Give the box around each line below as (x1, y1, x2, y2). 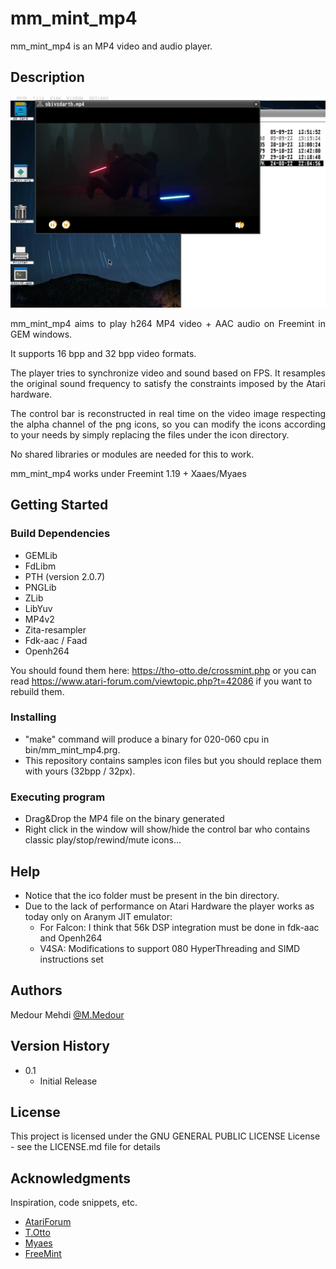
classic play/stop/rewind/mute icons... (24, 834, 182, 846)
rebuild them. (10, 685, 65, 697)
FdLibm (24, 560, 57, 572)
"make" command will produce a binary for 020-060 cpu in (24, 733, 270, 745)
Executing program (10, 790, 106, 804)
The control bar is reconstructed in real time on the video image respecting (10, 407, 326, 419)
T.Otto (24, 1227, 51, 1239)
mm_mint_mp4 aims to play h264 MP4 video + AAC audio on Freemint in (10, 317, 326, 329)
